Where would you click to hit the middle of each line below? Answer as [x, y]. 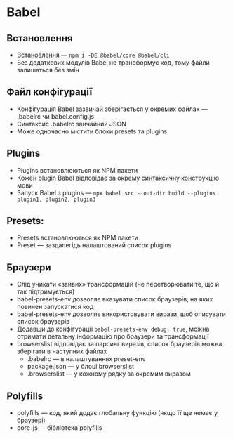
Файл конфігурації [49, 92]
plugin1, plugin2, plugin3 [56, 199]
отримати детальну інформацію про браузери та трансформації [113, 336]
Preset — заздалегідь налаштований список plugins [94, 245]
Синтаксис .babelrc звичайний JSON [72, 124]
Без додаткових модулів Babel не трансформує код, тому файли [113, 63]
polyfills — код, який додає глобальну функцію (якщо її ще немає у [117, 413]
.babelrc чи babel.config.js [55, 116]
